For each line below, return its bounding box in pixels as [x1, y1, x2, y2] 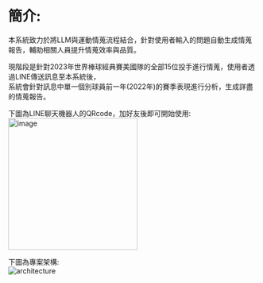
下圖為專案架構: [8, 257, 60, 266]
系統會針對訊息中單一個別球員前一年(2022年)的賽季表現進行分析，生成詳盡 [8, 81, 253, 91]
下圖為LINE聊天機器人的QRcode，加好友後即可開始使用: [8, 108, 191, 118]
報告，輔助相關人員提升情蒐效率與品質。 [8, 45, 141, 54]
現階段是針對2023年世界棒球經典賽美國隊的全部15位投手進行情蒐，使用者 [8, 61, 249, 72]
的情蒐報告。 [8, 91, 50, 101]
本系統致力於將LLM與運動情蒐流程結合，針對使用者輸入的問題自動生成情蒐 [8, 35, 253, 45]
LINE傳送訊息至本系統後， [14, 72, 101, 81]
